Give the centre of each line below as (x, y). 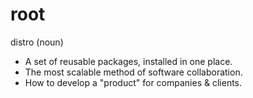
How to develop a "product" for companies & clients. (133, 82)
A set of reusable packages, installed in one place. (128, 61)
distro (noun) (37, 42)
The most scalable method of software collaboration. (133, 72)
